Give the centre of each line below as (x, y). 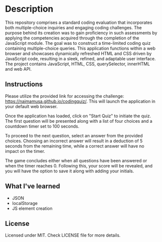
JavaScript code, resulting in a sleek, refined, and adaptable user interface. (81, 58)
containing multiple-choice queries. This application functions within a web (80, 48)
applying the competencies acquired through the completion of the (72, 38)
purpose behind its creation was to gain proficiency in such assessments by (81, 33)
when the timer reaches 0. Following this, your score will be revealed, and (79, 166)
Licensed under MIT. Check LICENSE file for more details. (63, 235)
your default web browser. (31, 106)
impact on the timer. (25, 151)
